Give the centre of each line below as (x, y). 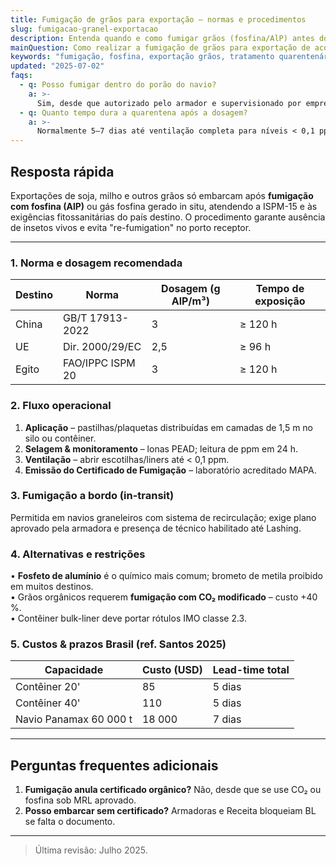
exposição (280, 301)
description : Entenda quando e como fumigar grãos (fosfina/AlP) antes (162, 38)
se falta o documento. (70, 822)
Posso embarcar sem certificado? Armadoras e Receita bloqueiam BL (170, 811)
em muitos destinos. (52, 587)
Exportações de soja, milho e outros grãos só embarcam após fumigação (162, 195)
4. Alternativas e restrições (78, 554)
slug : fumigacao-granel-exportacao (84, 29)
